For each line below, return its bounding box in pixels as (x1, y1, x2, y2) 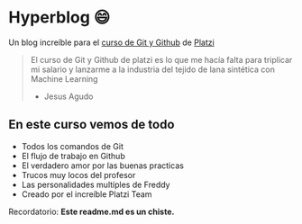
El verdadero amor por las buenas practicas (21, 160, 184, 171)
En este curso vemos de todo (8, 117, 175, 132)
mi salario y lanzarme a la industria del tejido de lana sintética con (30, 64, 276, 75)
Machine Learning (30, 73, 98, 84)
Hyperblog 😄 (8, 7, 111, 28)
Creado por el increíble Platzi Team (21, 188, 152, 200)
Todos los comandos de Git (21, 140, 124, 151)
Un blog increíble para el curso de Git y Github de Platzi (8, 37, 215, 48)
